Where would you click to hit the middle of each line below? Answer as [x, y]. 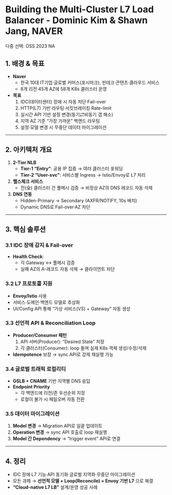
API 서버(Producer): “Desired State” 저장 [62, 341]
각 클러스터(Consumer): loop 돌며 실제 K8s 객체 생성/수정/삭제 [83, 348]
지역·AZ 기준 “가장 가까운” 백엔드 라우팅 [60, 121]
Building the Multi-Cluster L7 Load [80, 9]
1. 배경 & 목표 [25, 64]
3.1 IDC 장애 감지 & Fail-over [39, 245]
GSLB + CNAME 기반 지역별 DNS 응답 [51, 381]
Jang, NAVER [34, 31]
